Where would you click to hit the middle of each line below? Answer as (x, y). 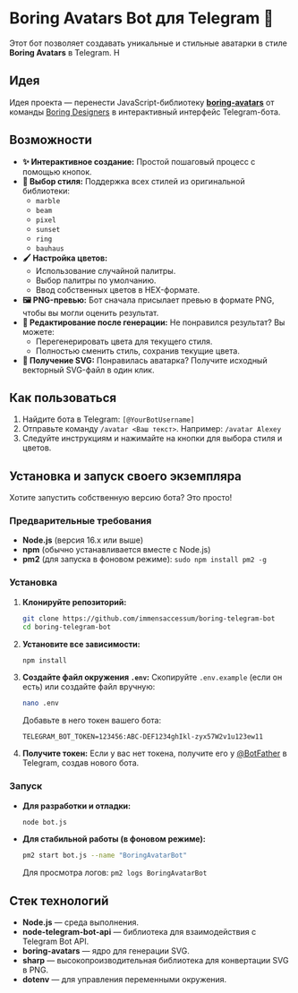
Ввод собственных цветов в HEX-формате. (118, 289)
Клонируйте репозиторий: (74, 602)
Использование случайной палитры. (106, 270)
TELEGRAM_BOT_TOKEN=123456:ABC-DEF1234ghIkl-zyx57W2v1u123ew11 (143, 737)
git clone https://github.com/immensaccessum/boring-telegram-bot (149, 618)
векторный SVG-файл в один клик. (88, 370)
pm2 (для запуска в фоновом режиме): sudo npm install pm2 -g (144, 560)
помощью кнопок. (57, 171)
